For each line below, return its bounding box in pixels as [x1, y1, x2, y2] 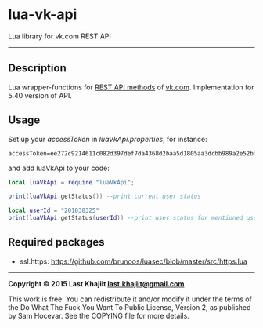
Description [8, 61, 67, 75]
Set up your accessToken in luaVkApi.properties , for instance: [8, 134, 207, 144]
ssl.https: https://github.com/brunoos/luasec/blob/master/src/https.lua [19, 257, 248, 266]
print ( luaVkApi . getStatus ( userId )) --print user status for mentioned [8, 214, 243, 222]
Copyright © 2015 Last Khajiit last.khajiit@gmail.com [8, 279, 185, 288]
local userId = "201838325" [8, 206, 100, 215]
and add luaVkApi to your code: [8, 163, 110, 173]
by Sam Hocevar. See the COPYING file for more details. [8, 311, 189, 320]
